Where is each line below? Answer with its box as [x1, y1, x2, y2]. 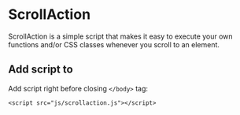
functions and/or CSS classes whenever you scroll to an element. [8, 39, 220, 49]
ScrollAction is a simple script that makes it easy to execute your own [8, 32, 234, 41]
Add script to [8, 63, 73, 76]
